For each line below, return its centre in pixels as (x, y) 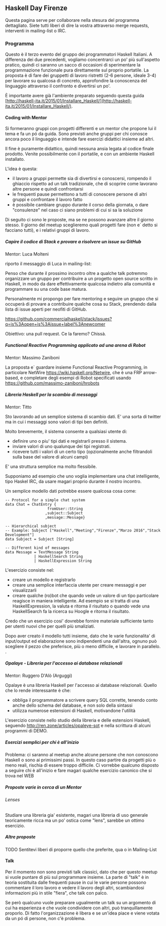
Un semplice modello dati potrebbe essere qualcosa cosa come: (71, 491)
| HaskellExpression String (63, 561)
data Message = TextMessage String (42, 552)
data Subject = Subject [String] (40, 539)
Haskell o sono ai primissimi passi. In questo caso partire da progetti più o (81, 760)
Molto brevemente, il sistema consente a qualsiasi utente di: (66, 432)
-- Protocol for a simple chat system (45, 500)
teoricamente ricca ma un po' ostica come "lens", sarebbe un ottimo (75, 820)
